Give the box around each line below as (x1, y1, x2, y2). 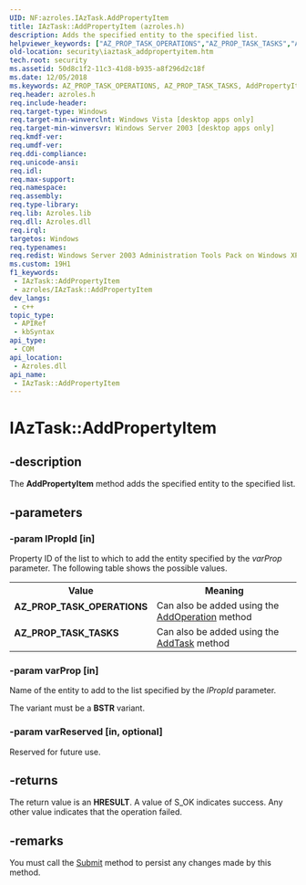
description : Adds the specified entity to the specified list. (9, 30, 259, 39)
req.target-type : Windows (9, 107, 107, 116)
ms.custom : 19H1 (9, 259, 71, 269)
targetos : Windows (9, 234, 79, 243)
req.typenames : (9, 243, 67, 252)
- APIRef (13, 319, 47, 329)
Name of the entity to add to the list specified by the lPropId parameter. (9, 685, 277, 696)
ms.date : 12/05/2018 (9, 73, 88, 82)
